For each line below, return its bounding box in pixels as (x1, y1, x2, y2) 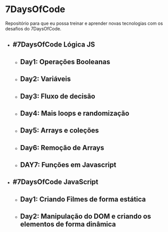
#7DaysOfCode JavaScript (12, 178, 98, 187)
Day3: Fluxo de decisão (20, 92, 95, 101)
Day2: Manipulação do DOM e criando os (20, 212, 151, 221)
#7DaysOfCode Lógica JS (12, 40, 95, 49)
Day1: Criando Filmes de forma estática (20, 195, 146, 203)
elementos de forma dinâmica (20, 220, 116, 228)
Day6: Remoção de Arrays (20, 143, 104, 152)
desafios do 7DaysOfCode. (5, 25, 62, 31)
